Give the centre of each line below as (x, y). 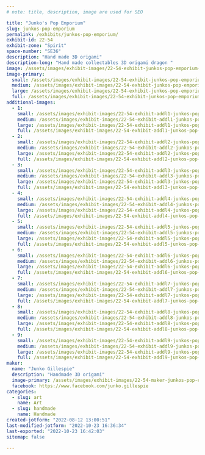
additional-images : (31, 102)
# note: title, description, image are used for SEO (75, 12)
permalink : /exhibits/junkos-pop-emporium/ (63, 34)
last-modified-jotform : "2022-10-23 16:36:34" (67, 425)
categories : (21, 392)
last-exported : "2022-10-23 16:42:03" (56, 431)
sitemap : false (26, 437)
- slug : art (27, 397)
